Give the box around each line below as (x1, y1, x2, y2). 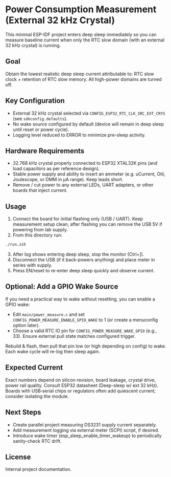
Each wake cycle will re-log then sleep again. (5, 348, 101, 354)
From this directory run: (12, 232, 63, 238)
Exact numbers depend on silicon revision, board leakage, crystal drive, (5, 377, 156, 383)
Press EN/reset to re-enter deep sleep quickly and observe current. (12, 268, 155, 274)
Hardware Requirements (5, 146, 85, 155)
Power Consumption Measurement (5, 4, 157, 15)
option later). (12, 322, 40, 328)
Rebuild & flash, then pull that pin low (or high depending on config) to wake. (5, 343, 166, 349)
